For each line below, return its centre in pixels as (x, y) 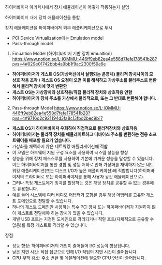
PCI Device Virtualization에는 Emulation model (58, 38)
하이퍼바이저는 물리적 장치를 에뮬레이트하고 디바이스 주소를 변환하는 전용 (80, 134)
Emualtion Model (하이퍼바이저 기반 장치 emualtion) (62, 53)
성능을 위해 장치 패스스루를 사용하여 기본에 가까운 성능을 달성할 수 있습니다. (83, 158)
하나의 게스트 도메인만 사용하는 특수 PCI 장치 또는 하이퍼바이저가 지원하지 (81, 207)
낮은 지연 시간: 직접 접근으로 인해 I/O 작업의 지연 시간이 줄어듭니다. (75, 252)
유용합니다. (28, 189)
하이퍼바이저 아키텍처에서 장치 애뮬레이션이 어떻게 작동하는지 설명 (67, 7)
